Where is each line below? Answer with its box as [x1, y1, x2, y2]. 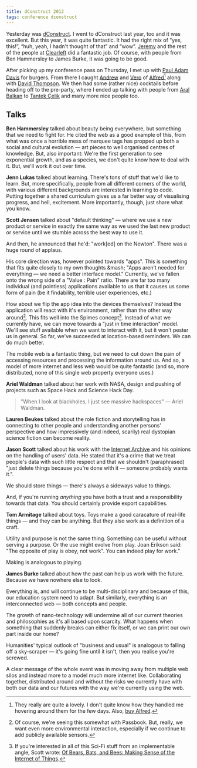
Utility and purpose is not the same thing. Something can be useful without [6, 535, 187, 542]
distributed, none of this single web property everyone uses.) [6, 369, 154, 376]
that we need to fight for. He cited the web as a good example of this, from [6, 131, 186, 138]
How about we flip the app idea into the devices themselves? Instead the [6, 300, 182, 307]
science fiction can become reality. [6, 434, 91, 441]
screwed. [6, 654, 29, 661]
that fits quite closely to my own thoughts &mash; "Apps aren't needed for [6, 264, 185, 271]
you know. [6, 205, 31, 212]
